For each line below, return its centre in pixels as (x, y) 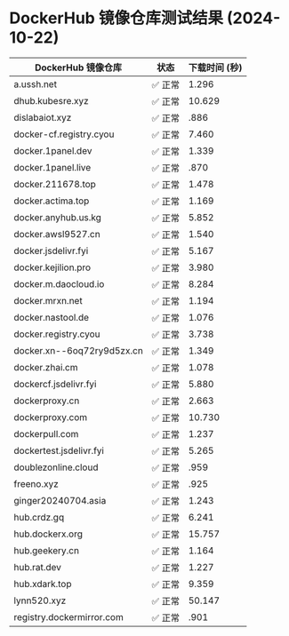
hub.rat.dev (38, 567)
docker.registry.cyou (57, 334)
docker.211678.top (55, 184)
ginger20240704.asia (60, 500)
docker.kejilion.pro (52, 267)
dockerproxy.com (51, 417)
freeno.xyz (36, 483)
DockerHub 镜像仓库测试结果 (116, 18)
